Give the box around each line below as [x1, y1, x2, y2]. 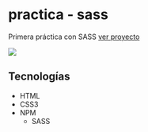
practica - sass [8, 6, 108, 24]
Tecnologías [8, 70, 70, 83]
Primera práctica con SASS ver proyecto [8, 32, 140, 41]
